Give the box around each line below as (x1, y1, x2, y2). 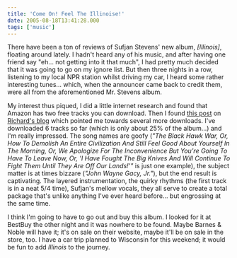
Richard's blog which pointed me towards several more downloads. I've (7, 117, 216, 125)
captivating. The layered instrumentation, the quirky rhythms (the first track (7, 177, 227, 185)
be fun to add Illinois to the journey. (7, 243, 111, 252)
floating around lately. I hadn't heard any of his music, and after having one (7, 50, 226, 59)
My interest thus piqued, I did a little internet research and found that (7, 102, 208, 110)
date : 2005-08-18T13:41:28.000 (7, 17, 100, 24)
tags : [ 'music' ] (7, 23, 55, 30)
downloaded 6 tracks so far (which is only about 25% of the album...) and (7, 124, 222, 133)
